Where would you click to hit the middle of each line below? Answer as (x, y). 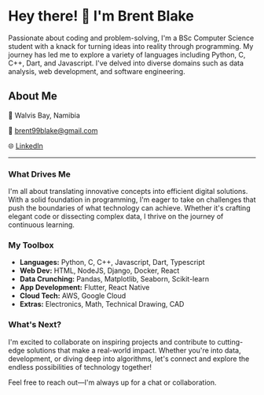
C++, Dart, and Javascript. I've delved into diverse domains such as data (126, 63)
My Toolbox (31, 245)
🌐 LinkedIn (26, 146)
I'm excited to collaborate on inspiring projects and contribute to (112, 341)
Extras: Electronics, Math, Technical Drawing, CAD (102, 304)
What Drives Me (39, 174)
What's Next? (35, 325)
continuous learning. (41, 225)
